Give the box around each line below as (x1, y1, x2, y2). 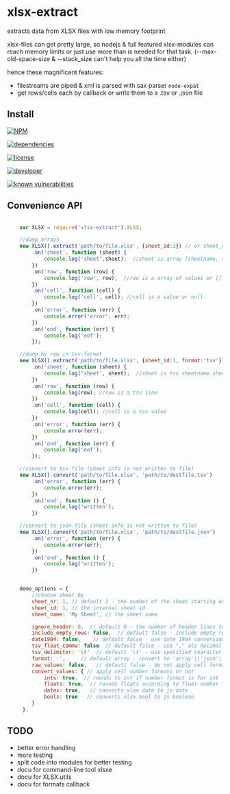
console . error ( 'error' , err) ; (43, 313, 130, 320)
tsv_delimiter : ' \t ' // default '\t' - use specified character (31, 649, 222, 656)
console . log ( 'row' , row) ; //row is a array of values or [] (43, 275, 222, 281)
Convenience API (7, 200, 83, 211)
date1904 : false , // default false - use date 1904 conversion (31, 636, 225, 643)
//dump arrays (19, 236, 60, 244)
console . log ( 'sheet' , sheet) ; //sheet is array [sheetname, (43, 255, 219, 263)
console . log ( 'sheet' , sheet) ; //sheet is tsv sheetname (43, 370, 210, 377)
